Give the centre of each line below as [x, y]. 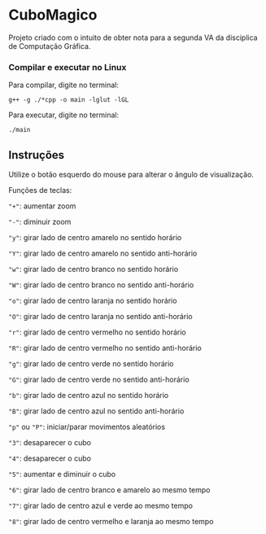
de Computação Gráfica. [50, 46]
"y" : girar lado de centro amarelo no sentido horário [95, 238]
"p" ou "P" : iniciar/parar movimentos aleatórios [87, 427]
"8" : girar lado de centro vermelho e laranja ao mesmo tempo [111, 522]
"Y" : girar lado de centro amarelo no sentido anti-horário [103, 253]
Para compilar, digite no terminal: [64, 85]
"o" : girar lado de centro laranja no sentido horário [93, 301]
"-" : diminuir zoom [40, 222]
